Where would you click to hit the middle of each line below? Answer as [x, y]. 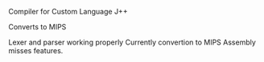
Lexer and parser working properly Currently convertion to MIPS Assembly [132, 42]
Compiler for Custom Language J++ [68, 12]
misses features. [36, 50]
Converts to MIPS [37, 27]
